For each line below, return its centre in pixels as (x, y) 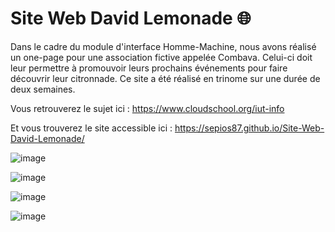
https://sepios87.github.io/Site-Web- (249, 128)
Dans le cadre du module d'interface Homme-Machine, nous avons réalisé (163, 46)
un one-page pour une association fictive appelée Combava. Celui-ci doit (161, 57)
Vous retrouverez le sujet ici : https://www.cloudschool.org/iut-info (147, 108)
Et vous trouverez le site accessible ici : (91, 128)
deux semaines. (43, 89)
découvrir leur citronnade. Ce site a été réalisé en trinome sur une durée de (165, 78)
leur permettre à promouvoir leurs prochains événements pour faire (149, 68)
